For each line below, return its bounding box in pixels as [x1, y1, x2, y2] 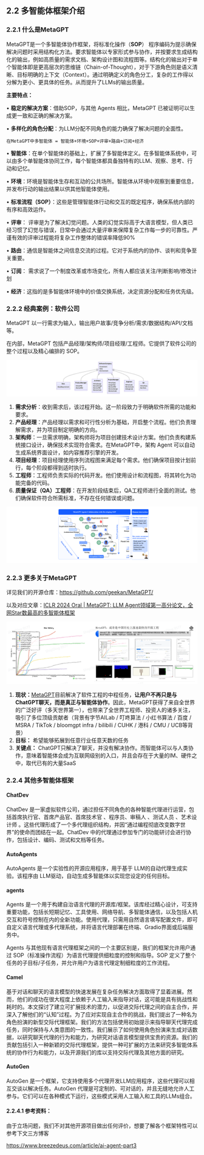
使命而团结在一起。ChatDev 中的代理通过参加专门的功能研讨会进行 [19, 829, 186, 836]
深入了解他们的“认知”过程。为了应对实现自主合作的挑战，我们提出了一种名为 [6, 1010, 197, 1018]
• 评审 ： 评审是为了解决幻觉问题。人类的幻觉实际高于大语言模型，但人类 [6, 218, 188, 226]
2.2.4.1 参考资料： [6, 1108, 52, 1115]
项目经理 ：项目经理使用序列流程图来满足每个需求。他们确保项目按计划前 [15, 456, 196, 464]
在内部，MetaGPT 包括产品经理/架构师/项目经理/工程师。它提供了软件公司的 [6, 340, 197, 347]
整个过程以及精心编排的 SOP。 [6, 347, 83, 354]
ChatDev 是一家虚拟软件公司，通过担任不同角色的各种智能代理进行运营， [6, 806, 189, 813]
